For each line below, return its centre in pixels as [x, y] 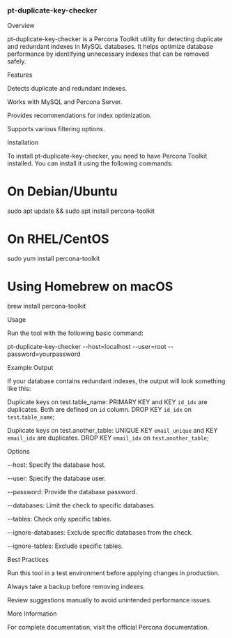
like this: [19, 389]
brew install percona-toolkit [47, 306]
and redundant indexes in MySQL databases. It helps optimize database [110, 47]
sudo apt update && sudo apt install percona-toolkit [81, 211]
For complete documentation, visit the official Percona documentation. [108, 628]
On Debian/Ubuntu [63, 192]
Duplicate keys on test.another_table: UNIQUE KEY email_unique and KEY [113, 431]
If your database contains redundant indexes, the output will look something [116, 381]
